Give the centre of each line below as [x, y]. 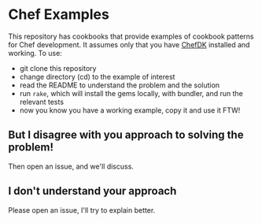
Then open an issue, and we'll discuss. [71, 166]
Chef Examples [59, 15]
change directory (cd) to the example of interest [97, 76]
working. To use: [35, 53]
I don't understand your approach [92, 191]
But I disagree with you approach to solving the [126, 135]
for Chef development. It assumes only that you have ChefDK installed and [129, 44]
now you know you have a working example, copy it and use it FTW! [130, 110]
